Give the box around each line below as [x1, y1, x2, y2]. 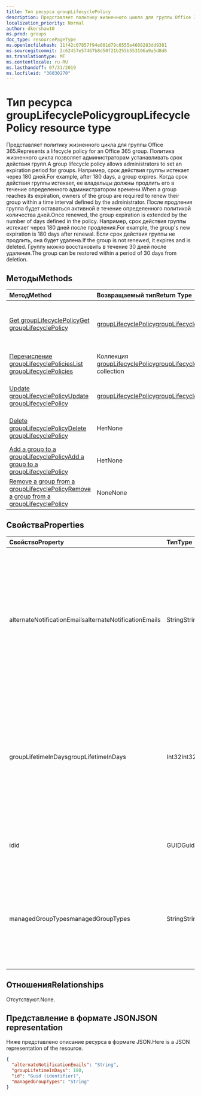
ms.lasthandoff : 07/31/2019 [6, 64, 77, 71]
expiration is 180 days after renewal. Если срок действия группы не [6, 230, 175, 237]
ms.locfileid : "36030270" [6, 70, 71, 76]
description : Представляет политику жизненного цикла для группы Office [6, 14, 191, 20]
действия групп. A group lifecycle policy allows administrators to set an [6, 160, 182, 168]
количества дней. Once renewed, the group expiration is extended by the [6, 211, 187, 219]
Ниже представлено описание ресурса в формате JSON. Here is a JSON [6, 1038, 190, 1046]
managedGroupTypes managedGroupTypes [9, 914, 130, 923]
